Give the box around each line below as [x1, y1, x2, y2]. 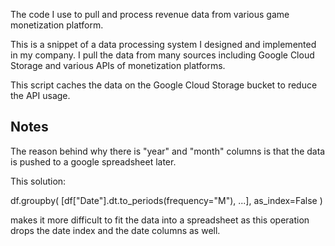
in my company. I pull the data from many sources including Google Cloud [10, 49, 315, 61]
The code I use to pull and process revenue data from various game [10, 9, 290, 20]
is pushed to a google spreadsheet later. [10, 155, 177, 168]
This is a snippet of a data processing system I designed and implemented [10, 39, 317, 50]
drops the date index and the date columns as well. [10, 224, 221, 236]
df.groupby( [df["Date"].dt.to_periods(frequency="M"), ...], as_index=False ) [10, 194, 323, 206]
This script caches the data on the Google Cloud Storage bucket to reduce [10, 79, 318, 91]
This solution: [10, 175, 67, 187]
